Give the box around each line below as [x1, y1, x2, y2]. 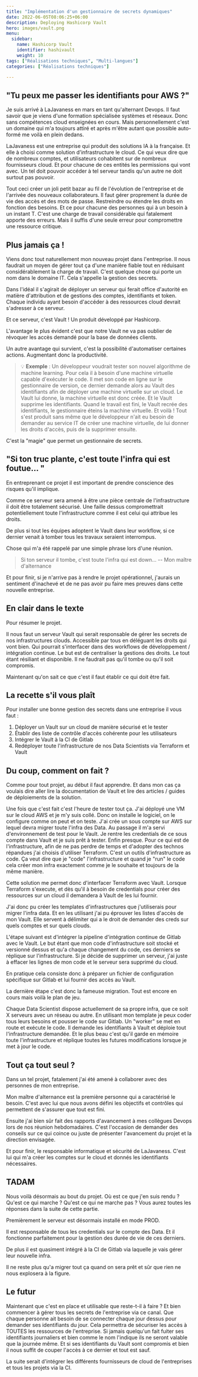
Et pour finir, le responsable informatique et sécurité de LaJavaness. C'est [6, 1148, 186, 1155]
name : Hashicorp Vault [16, 42, 72, 48]
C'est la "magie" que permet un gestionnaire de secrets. [6, 437, 143, 444]
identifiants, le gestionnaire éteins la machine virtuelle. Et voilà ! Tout [20, 407, 187, 414]
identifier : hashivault [16, 47, 75, 53]
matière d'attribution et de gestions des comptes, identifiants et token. [6, 292, 177, 299]
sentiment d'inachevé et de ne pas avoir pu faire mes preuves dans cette [6, 580, 183, 587]
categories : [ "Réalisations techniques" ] [6, 63, 110, 70]
